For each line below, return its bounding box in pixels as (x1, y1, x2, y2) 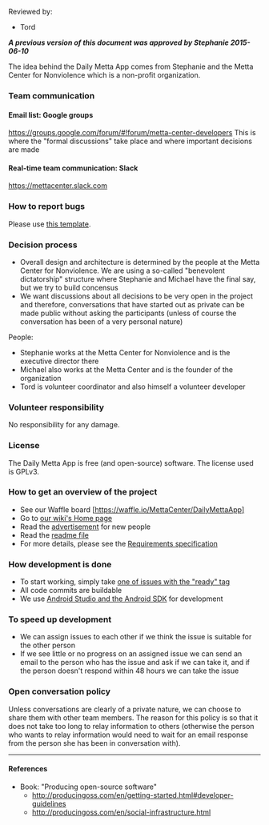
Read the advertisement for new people (19, 522, 151, 531)
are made (8, 145, 40, 154)
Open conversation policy (8, 686, 110, 697)
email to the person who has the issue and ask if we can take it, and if (19, 658, 251, 667)
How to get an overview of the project (8, 487, 158, 498)
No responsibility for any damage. (8, 420, 120, 430)
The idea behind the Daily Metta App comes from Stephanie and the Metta (8, 62, 254, 71)
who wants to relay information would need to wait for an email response (8, 730, 248, 739)
